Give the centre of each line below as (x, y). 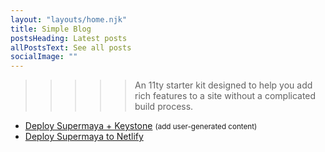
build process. (164, 107)
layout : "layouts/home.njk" (69, 19)
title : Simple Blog (51, 29)
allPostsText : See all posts (71, 47)
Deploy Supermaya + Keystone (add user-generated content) (141, 126)
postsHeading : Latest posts (69, 38)
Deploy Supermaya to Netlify (84, 137)
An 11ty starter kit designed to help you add (223, 85)
